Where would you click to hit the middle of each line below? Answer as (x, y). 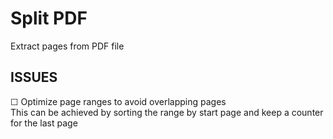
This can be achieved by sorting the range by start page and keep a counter (167, 112)
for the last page (44, 123)
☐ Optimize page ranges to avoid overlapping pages (118, 101)
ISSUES (34, 77)
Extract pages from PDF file (67, 46)
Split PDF (49, 18)
